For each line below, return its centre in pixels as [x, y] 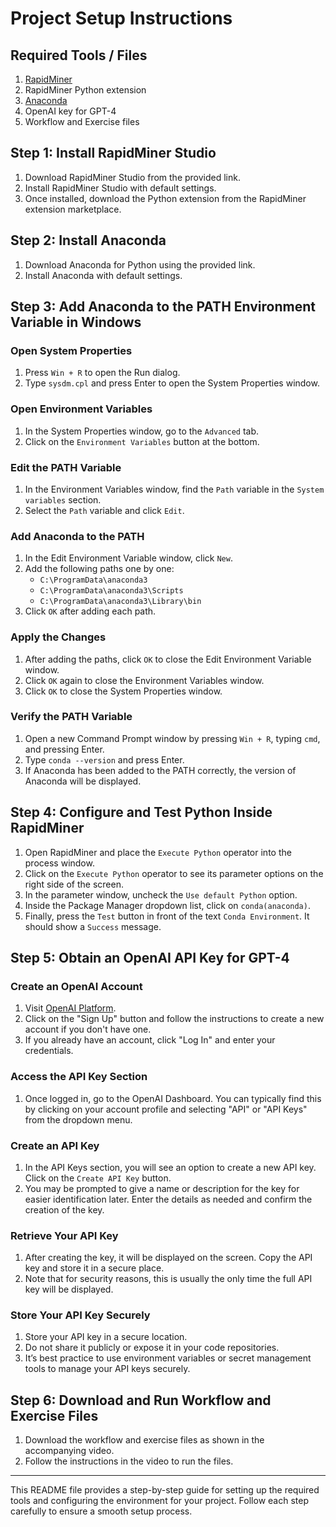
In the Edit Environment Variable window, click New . [128, 558]
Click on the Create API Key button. [98, 1178]
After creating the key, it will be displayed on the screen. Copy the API [168, 1258]
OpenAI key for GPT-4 [70, 111]
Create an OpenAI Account [76, 986]
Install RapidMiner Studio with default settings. [120, 188]
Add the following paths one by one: [99, 569]
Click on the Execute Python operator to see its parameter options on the [174, 873]
